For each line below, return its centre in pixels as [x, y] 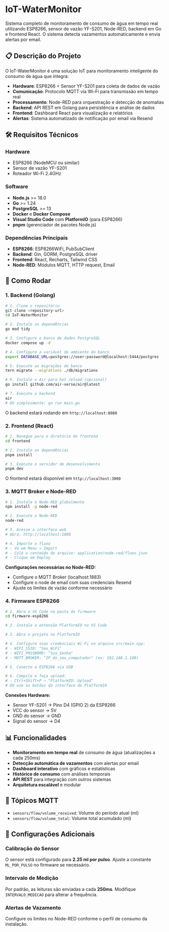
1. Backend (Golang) [30, 295]
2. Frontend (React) [30, 425]
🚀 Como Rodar [28, 281]
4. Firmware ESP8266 [32, 601]
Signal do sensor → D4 [36, 721]
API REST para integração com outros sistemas [62, 779]
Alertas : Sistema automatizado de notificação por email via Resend [82, 118]
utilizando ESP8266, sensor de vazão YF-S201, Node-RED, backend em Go [83, 28]
